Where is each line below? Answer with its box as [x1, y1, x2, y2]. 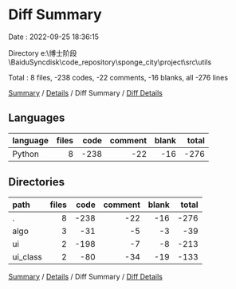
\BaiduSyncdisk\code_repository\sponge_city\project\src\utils [8, 57, 212, 67]
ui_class [12, 251, 42, 262]
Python [12, 148, 40, 159]
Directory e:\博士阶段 [8, 48, 77, 57]
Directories [8, 175, 65, 189]
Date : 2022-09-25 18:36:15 [8, 32, 100, 41]
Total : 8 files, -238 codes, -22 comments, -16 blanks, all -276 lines [8, 72, 229, 82]
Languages [8, 111, 65, 125]
